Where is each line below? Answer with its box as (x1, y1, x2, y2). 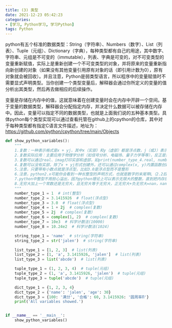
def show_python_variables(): (5, 138, 70, 143)
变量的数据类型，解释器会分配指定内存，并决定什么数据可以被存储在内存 (9, 104, 162, 110)
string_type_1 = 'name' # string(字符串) (14, 233, 104, 238)
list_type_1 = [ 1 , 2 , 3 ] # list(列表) (14, 247, 98, 253)
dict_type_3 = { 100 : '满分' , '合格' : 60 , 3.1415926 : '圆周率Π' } (14, 294, 149, 300)
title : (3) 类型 (5, 7, 38, 13)
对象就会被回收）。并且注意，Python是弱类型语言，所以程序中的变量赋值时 (5, 73, 162, 79)
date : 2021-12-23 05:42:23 (5, 12, 63, 17)
